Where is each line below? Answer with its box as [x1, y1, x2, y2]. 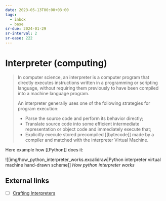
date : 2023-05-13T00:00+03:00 [5, 7, 69, 13]
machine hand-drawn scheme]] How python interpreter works [5, 162, 135, 168]
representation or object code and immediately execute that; [25, 126, 152, 132]
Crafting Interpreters [12, 190, 56, 196]
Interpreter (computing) [5, 58, 107, 69]
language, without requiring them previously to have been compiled [17, 85, 159, 91]
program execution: [17, 105, 59, 111]
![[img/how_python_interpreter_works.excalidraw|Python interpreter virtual [5, 156, 161, 163]
